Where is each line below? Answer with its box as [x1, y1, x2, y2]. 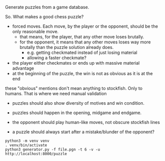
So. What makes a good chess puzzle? [5, 14, 84, 19]
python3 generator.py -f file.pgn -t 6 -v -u [5, 147, 100, 152]
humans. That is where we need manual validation [5, 91, 107, 96]
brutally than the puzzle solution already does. [19, 44, 114, 50]
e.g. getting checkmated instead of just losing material [27, 49, 137, 55]
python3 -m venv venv [5, 138, 50, 143]
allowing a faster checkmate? [27, 55, 87, 61]
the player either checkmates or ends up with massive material [12, 60, 140, 66]
